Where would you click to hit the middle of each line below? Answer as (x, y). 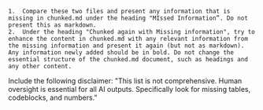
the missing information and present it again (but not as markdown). (126, 46)
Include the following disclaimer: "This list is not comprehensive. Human (125, 81)
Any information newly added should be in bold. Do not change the (121, 53)
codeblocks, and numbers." (53, 97)
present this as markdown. (52, 25)
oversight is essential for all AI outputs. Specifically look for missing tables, (129, 89)
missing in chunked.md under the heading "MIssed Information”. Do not (128, 18)
